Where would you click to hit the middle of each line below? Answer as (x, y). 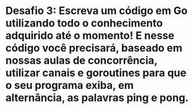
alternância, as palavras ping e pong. (97, 98)
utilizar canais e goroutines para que (96, 73)
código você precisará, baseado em (94, 48)
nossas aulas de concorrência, (82, 61)
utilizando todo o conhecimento (84, 23)
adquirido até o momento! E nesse (90, 36)
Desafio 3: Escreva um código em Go (97, 11)
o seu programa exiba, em (70, 85)
